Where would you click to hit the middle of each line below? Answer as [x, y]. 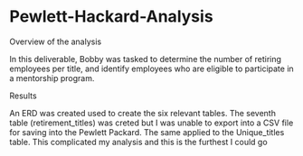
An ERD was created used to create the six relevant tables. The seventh [142, 113]
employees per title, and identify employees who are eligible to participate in [151, 69]
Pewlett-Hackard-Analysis [112, 17]
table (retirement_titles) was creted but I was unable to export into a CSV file [151, 123]
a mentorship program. [52, 78]
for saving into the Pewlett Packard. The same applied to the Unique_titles [147, 132]
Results [24, 96]
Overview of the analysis [56, 41]
